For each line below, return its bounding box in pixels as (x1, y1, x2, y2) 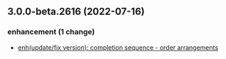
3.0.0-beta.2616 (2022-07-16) (7, 6, 145, 18)
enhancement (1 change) (7, 27, 95, 37)
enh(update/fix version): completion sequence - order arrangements (17, 43, 219, 52)
